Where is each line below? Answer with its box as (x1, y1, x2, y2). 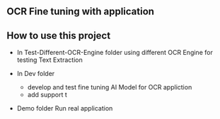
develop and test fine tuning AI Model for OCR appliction (27, 83, 192, 92)
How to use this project (6, 30, 111, 42)
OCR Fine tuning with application (6, 6, 155, 18)
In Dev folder (16, 70, 55, 78)
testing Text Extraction (16, 56, 83, 64)
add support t (27, 91, 68, 99)
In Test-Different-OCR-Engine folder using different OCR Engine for (16, 49, 213, 57)
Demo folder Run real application (16, 104, 113, 113)
